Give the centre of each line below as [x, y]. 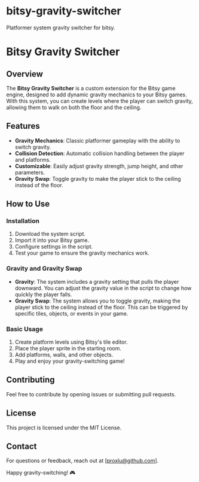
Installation [23, 221]
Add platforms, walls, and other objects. [64, 355]
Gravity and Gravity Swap [44, 269]
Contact [22, 446]
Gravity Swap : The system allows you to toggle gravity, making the [97, 301]
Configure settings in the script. [54, 247]
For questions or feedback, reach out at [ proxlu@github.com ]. [82, 461]
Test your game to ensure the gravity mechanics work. [82, 253]
